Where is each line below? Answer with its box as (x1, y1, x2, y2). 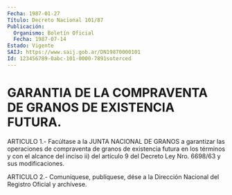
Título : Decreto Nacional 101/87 (7, 17, 104, 24)
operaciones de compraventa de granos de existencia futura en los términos (7, 145, 226, 153)
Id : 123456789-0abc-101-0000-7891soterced (7, 55, 132, 62)
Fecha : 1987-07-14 (13, 36, 67, 43)
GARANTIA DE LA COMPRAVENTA (7, 84, 208, 100)
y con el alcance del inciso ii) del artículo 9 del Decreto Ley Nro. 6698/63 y (7, 151, 221, 160)
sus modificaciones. (7, 159, 64, 167)
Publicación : (7, 23, 45, 30)
